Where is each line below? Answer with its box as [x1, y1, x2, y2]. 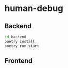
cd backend [4, 34, 27, 39]
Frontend [4, 57, 33, 65]
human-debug [4, 3, 64, 14]
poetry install [4, 39, 35, 44]
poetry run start [4, 44, 40, 48]
